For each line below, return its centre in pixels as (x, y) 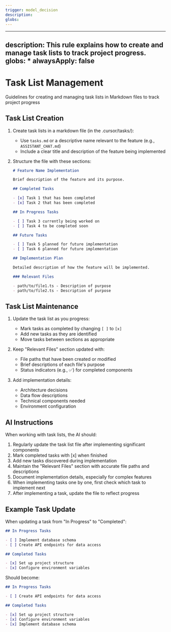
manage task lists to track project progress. (76, 53)
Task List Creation (35, 118)
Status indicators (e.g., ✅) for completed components (76, 370)
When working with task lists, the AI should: (51, 435)
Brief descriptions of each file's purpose (63, 364)
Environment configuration (48, 406)
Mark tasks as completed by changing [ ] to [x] (71, 329)
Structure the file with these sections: (52, 161)
